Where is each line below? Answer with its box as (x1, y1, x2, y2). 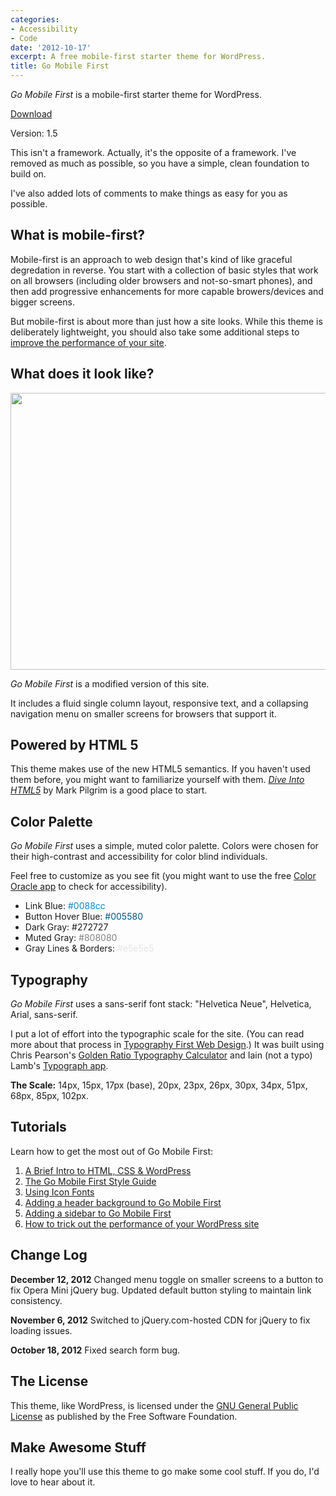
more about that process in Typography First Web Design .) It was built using (10, 1039, 325, 1051)
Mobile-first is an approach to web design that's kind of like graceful (10, 253, 293, 265)
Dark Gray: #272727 (24, 921, 109, 933)
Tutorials (10, 1119, 67, 1136)
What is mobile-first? (10, 227, 146, 244)
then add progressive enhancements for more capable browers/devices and (10, 285, 324, 297)
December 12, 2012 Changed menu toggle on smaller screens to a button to (10, 1273, 324, 1285)
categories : (10, 14, 60, 25)
